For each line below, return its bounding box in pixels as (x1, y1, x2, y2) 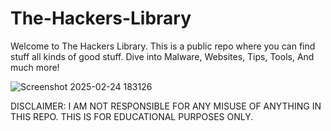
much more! (10, 61, 60, 73)
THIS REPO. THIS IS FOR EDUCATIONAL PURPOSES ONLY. (10, 110, 254, 122)
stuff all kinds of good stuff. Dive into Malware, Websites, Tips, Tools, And (10, 50, 315, 62)
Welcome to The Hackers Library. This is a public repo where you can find (10, 40, 316, 52)
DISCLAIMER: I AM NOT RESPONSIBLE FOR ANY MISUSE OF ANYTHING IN (10, 100, 322, 112)
